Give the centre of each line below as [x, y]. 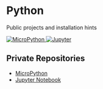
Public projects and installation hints [52, 27]
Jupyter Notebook [38, 79]
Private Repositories [46, 59]
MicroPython [31, 73]
